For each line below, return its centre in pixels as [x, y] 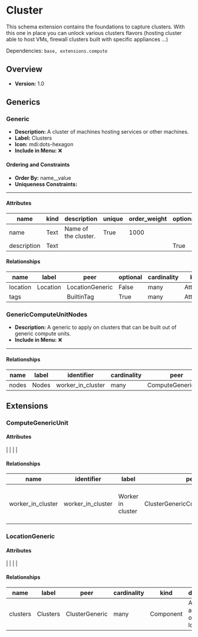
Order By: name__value [43, 177]
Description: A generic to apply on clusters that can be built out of [95, 327]
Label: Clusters [33, 138]
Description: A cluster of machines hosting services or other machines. [102, 132]
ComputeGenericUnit [37, 422]
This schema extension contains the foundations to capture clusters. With [95, 27]
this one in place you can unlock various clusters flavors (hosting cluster [94, 33]
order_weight [148, 218]
